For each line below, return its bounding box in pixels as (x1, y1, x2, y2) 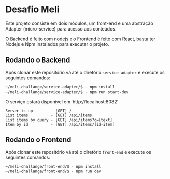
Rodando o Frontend (5, 135, 71, 144)
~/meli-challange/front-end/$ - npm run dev (5, 169, 101, 174)
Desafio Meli (5, 4, 60, 15)
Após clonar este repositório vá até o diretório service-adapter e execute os (5, 69, 165, 75)
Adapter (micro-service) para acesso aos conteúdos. (5, 25, 117, 32)
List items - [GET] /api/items (5, 113, 93, 118)
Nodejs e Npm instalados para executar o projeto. (5, 41, 109, 47)
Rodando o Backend (5, 56, 70, 65)
